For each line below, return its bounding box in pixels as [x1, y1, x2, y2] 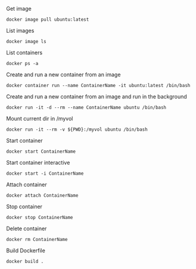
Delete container [6, 225, 47, 232]
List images [6, 27, 35, 34]
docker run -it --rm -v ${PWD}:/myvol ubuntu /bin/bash [6, 126, 148, 132]
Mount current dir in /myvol [6, 115, 73, 122]
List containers [6, 49, 43, 56]
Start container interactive [6, 159, 70, 166]
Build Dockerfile [6, 247, 46, 254]
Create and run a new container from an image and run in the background [6, 93, 188, 100]
